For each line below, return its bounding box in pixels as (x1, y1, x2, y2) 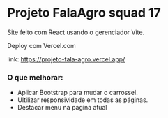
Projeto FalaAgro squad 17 (7, 5, 162, 21)
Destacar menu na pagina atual (17, 103, 107, 112)
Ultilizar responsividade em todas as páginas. (17, 96, 148, 104)
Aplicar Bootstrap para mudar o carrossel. (17, 89, 138, 97)
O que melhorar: (7, 72, 63, 82)
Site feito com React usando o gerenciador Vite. (7, 28, 145, 36)
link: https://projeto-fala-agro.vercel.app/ (7, 54, 125, 64)
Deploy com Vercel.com (7, 41, 77, 50)
